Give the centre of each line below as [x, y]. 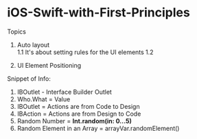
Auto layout [33, 45]
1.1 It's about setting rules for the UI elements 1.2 [85, 52]
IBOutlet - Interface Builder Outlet [64, 92]
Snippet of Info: [29, 78]
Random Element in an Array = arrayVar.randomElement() [98, 128]
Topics [16, 31]
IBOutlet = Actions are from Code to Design [78, 106]
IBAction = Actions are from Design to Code [79, 114]
